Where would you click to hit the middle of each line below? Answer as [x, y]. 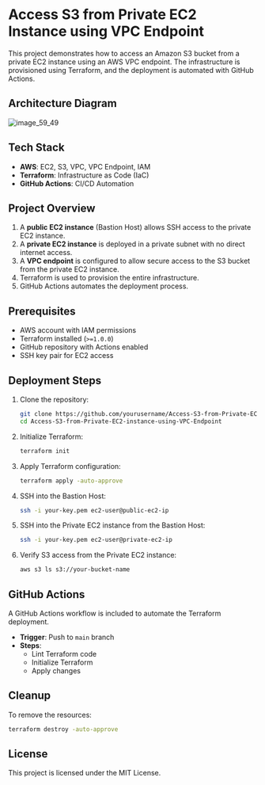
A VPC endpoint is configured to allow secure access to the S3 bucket [135, 261]
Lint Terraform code [64, 654]
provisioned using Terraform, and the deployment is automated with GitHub [131, 70]
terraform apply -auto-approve [71, 481]
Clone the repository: [54, 399]
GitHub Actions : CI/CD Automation [77, 183]
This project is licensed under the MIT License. [85, 773]
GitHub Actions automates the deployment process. [104, 286]
